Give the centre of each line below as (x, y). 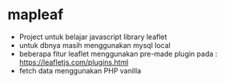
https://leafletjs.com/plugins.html (74, 62)
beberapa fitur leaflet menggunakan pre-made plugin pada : (118, 53)
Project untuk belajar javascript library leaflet (93, 37)
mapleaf (36, 15)
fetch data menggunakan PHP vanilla (80, 70)
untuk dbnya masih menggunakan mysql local (95, 45)
